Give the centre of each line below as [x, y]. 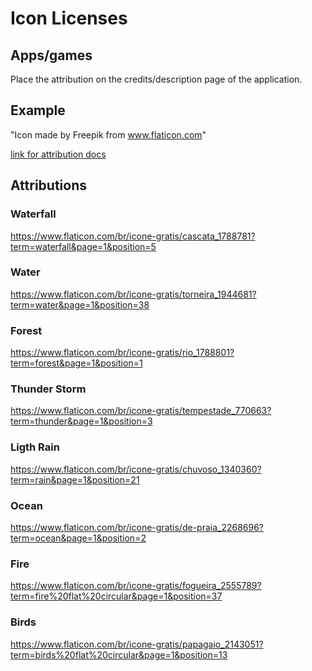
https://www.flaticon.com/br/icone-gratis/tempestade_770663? [141, 411]
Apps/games [51, 55]
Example [38, 110]
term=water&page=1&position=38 [80, 304]
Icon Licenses [69, 18]
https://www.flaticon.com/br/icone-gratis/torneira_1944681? [133, 294]
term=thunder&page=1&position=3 [81, 421]
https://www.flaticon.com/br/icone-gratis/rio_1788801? [122, 353]
